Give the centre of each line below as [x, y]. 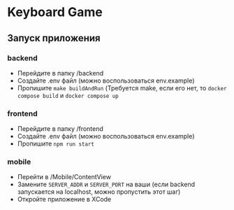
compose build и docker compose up [68, 95]
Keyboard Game [55, 12]
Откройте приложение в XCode [64, 199]
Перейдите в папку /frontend [60, 129]
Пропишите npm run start [56, 143]
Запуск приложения [54, 38]
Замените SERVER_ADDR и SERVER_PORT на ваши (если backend [106, 184]
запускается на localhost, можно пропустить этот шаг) [99, 192]
